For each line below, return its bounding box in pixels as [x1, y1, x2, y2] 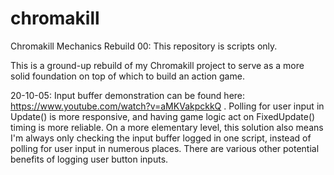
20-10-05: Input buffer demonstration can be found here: [10, 89, 246, 101]
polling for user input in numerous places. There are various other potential [10, 142, 320, 154]
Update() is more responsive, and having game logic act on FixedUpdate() [10, 110, 316, 122]
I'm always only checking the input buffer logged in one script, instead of [10, 132, 312, 144]
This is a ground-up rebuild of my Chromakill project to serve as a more [10, 59, 305, 71]
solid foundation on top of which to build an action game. [10, 70, 245, 82]
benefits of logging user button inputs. [10, 153, 169, 165]
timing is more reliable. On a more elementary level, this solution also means [10, 121, 324, 133]
